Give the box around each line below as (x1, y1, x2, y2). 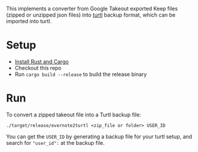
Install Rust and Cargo (14, 58, 69, 65)
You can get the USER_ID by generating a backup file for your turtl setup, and (6, 133, 193, 140)
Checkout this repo (14, 64, 62, 71)
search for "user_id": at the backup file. (6, 139, 105, 146)
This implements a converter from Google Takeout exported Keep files (6, 5, 178, 12)
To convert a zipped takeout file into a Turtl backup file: (6, 111, 141, 118)
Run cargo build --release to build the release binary (14, 71, 147, 78)
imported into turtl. (6, 18, 52, 24)
